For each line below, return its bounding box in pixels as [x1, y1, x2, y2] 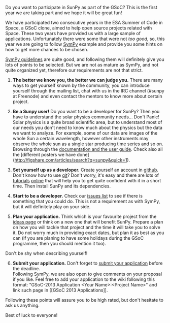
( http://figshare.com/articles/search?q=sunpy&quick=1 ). [12, 157, 130, 163]
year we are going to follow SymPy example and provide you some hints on [5, 41, 163, 47]
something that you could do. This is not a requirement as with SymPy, [12, 198, 160, 204]
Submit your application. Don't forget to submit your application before [12, 260, 163, 266]
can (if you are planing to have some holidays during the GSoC [12, 235, 144, 241]
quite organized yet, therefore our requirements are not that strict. [5, 67, 143, 73]
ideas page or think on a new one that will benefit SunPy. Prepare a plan [12, 219, 163, 225]
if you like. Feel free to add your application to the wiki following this [12, 276, 155, 282]
